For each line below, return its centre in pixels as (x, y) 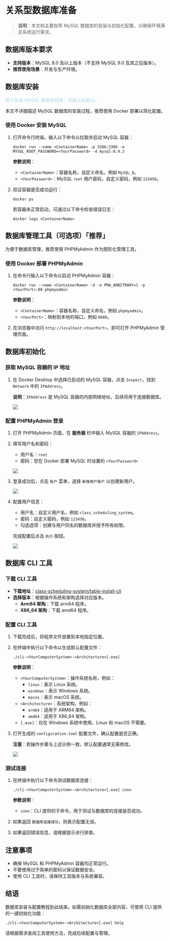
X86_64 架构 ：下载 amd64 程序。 (56, 610)
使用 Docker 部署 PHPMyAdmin (44, 263)
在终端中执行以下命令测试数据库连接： (53, 781)
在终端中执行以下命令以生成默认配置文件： (57, 647)
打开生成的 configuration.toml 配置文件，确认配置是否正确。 (77, 733)
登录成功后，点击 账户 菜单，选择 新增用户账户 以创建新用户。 (75, 481)
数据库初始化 (25, 352)
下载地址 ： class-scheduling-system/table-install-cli (67, 591)
